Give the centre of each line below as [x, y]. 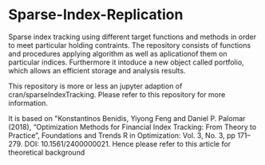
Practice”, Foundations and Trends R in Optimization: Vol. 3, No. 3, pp [122, 135]
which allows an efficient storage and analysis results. [97, 70]
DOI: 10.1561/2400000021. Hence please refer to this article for [128, 143]
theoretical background [47, 152]
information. [28, 103]
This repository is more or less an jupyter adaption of [95, 86]
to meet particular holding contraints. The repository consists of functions [130, 45]
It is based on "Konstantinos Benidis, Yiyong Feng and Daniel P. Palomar [127, 118]
